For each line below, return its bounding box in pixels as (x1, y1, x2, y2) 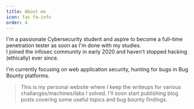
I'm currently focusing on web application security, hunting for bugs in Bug (6, 66, 189, 73)
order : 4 (6, 19, 28, 25)
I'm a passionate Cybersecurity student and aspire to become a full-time (6, 36, 183, 43)
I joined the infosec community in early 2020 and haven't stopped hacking (6, 48, 187, 55)
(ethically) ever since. (6, 54, 59, 62)
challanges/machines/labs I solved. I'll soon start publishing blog (20, 90, 179, 97)
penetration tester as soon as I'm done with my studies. (6, 42, 141, 49)
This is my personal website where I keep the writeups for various (20, 84, 182, 91)
